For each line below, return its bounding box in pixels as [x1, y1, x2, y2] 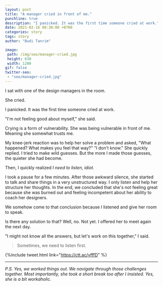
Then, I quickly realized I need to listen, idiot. [5, 164, 95, 170]
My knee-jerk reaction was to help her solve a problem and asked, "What [5, 140, 151, 145]
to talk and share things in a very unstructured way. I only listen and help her [5, 179, 158, 185]
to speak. [5, 209, 24, 215]
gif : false [5, 65, 27, 70]
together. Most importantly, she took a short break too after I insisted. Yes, [5, 271, 154, 277]
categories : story [5, 30, 42, 34]
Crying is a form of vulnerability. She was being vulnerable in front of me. [5, 125, 151, 131]
